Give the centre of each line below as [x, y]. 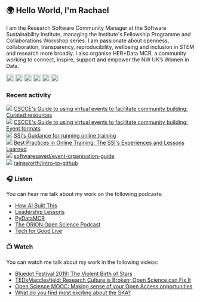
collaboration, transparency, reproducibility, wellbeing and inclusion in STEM [100, 46]
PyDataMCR [30, 218]
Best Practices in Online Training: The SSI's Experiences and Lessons [99, 143]
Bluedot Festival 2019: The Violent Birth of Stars [73, 273]
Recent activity [29, 95]
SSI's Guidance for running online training [65, 136]
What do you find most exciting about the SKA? [73, 292]
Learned [16, 149]
